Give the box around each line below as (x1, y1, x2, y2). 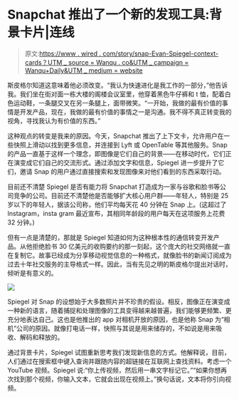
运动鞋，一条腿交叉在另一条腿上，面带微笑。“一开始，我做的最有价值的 (13, 98, 223, 107)
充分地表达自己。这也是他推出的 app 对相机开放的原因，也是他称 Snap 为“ (7, 315, 224, 323)
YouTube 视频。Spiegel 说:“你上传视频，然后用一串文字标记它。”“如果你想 (7, 366, 221, 374)
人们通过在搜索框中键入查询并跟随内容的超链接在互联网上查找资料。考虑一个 (7, 357, 232, 366)
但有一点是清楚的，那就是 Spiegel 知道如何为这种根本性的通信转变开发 (7, 233, 214, 242)
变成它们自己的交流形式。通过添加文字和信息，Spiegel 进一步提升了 (19, 158, 218, 167)
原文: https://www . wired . (24, 49, 102, 58)
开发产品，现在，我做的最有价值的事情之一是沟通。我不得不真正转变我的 (19, 108, 232, 116)
